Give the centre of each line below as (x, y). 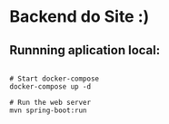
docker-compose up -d (50, 87)
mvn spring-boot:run (49, 110)
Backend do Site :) (80, 17)
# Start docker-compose (55, 79)
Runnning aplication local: (85, 50)
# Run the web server (50, 102)
